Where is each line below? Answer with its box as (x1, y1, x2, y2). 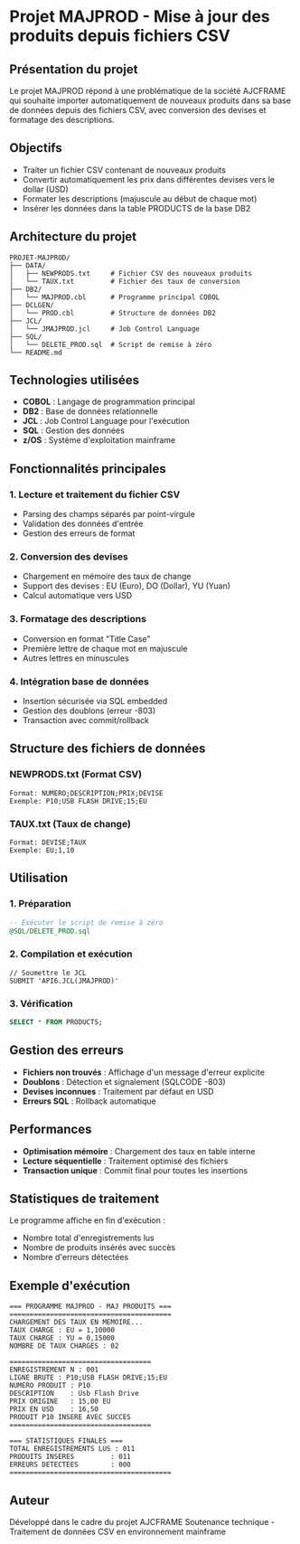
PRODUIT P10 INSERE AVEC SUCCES (9, 1413, 131, 1422)
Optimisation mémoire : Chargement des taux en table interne (22, 1145, 256, 1156)
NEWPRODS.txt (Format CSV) (9, 768, 143, 781)
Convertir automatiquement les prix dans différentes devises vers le (22, 174, 276, 184)
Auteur (9, 1492, 50, 1508)
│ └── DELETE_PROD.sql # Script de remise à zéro (9, 340, 212, 349)
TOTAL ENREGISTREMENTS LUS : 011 (9, 1445, 136, 1454)
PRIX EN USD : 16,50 (9, 1405, 99, 1414)
